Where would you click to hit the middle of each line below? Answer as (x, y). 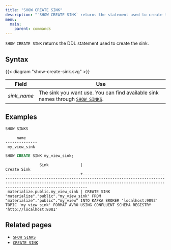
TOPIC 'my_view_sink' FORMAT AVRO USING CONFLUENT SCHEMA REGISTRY (78, 205)
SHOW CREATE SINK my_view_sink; (39, 155)
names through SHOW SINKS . (71, 99)
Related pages (28, 225)
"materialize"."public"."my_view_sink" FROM (53, 196)
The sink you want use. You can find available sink (98, 92)
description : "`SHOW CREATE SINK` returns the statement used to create (84, 15)
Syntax (17, 59)
